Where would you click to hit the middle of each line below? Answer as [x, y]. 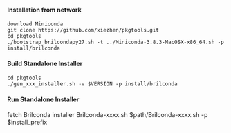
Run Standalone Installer [43, 99]
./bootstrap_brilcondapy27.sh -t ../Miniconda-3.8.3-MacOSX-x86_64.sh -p [116, 42]
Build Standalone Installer [45, 63]
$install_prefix [27, 122]
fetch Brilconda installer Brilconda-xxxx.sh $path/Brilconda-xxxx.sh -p [108, 114]
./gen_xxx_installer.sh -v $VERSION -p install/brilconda [92, 84]
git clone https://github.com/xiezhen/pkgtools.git [83, 30]
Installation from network [44, 10]
